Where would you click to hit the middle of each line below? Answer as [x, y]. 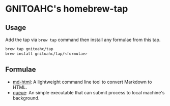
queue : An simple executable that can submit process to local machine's [89, 92]
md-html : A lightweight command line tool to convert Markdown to [82, 82]
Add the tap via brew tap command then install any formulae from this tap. [83, 40]
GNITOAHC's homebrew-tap [67, 9]
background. [26, 98]
